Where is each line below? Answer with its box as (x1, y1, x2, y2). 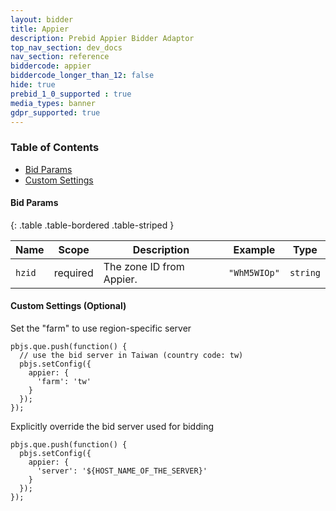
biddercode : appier (10, 61, 92, 71)
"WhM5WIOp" (228, 267, 280, 278)
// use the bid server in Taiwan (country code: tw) (19, 351, 244, 361)
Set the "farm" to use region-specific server (10, 322, 192, 335)
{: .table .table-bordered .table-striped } (10, 219, 175, 231)
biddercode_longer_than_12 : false (10, 71, 155, 81)
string (289, 267, 321, 278)
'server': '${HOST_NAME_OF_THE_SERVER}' (36, 466, 208, 476)
